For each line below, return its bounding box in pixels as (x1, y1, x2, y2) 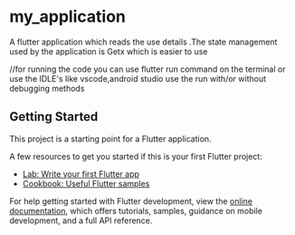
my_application (9, 6, 127, 27)
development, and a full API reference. (9, 215, 153, 226)
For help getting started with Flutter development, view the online (9, 195, 253, 206)
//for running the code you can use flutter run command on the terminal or (9, 64, 286, 74)
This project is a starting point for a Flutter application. (9, 133, 212, 144)
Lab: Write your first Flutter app (22, 168, 140, 179)
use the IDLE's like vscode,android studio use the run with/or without (9, 73, 267, 83)
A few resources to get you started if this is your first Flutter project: (9, 151, 262, 162)
